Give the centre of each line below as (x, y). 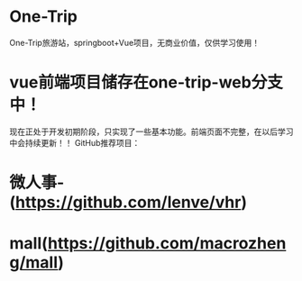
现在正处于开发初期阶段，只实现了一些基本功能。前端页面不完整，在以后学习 (151, 131)
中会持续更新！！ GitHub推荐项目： (75, 142)
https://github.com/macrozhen (167, 244)
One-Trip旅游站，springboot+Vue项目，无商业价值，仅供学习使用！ (135, 42)
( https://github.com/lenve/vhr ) (128, 202)
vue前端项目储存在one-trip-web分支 (146, 82)
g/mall (34, 263)
